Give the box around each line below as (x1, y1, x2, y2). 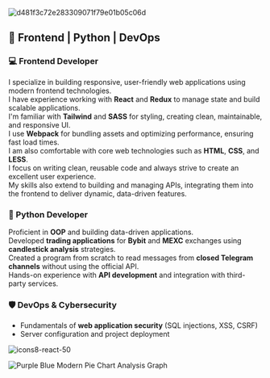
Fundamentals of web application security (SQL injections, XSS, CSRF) (19, 321, 258, 330)
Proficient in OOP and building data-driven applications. (8, 227, 194, 237)
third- (226, 270, 246, 279)
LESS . (8, 154, 28, 164)
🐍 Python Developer (8, 208, 89, 220)
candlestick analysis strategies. (8, 244, 116, 254)
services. (27, 279, 59, 288)
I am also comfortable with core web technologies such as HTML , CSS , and (8, 145, 260, 155)
